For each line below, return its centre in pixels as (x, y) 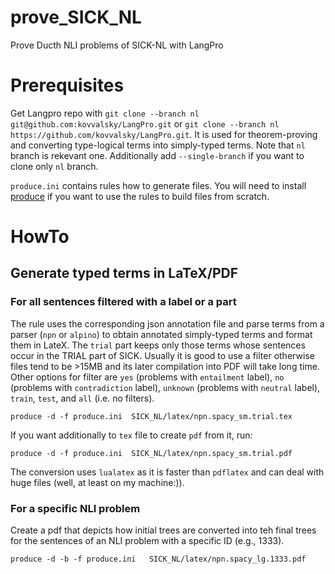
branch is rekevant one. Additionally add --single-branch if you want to (157, 155)
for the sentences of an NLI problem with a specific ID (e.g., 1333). (147, 541)
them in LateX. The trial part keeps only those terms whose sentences (158, 345)
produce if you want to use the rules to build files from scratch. (140, 196)
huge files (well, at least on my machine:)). (97, 482)
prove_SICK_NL (76, 17)
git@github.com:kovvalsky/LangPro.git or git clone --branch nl (145, 123)
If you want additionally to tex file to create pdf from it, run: (131, 435)
